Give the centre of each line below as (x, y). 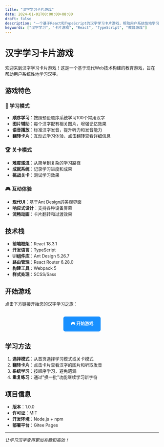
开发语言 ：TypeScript (34, 250)
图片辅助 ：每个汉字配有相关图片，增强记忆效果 (59, 124)
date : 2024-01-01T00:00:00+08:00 (39, 14)
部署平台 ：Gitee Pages (35, 425)
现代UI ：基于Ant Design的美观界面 (47, 202)
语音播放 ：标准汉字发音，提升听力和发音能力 (57, 129)
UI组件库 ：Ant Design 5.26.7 (41, 256)
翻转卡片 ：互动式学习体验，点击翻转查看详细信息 (61, 136)
